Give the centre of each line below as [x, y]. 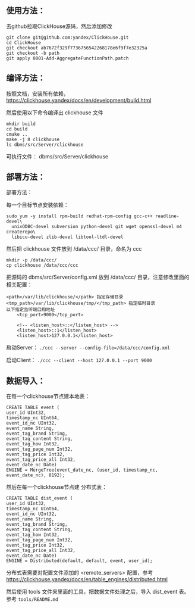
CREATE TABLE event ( [33, 408]
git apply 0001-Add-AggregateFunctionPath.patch [67, 58]
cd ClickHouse [24, 43]
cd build [17, 129]
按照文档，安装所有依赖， [37, 93]
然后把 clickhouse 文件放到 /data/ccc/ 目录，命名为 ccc [74, 249]
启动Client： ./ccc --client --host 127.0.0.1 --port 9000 [79, 360]
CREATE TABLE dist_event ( [40, 498]
